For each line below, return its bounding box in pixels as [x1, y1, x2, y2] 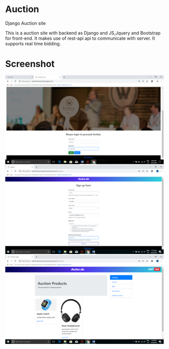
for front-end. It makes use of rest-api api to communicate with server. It [5, 35, 155, 41]
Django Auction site [5, 20, 46, 26]
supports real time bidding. [5, 40, 61, 46]
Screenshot [5, 58, 55, 70]
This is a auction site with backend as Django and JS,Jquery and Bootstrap [5, 30, 161, 36]
